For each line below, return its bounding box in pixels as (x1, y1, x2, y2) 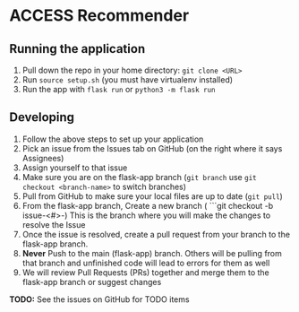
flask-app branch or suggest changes (21, 276, 162, 287)
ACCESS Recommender (9, 5, 190, 26)
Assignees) (21, 152, 64, 163)
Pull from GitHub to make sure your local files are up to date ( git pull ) (21, 190, 284, 202)
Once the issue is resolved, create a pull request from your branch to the (21, 229, 291, 239)
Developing (9, 109, 74, 126)
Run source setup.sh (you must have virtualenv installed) (21, 74, 234, 85)
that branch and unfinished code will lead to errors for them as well (21, 257, 270, 268)
